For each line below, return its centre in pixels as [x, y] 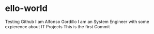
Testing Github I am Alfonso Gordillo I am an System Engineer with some [77, 22]
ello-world [26, 8]
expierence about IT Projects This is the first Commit [57, 26]
